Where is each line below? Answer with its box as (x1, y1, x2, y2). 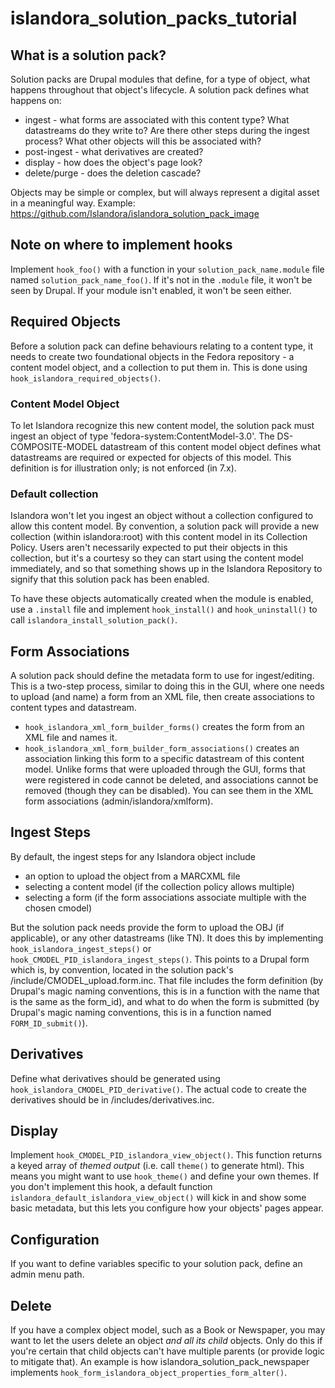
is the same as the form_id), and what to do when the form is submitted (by (10, 995, 320, 1007)
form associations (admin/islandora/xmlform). (24, 795, 214, 807)
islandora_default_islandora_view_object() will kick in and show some (10, 1192, 307, 1204)
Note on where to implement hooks (10, 237, 233, 254)
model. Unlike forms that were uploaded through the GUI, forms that (24, 763, 306, 776)
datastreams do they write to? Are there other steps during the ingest (24, 125, 310, 136)
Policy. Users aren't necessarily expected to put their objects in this (10, 542, 288, 554)
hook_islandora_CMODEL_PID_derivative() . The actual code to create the (10, 1083, 307, 1095)
